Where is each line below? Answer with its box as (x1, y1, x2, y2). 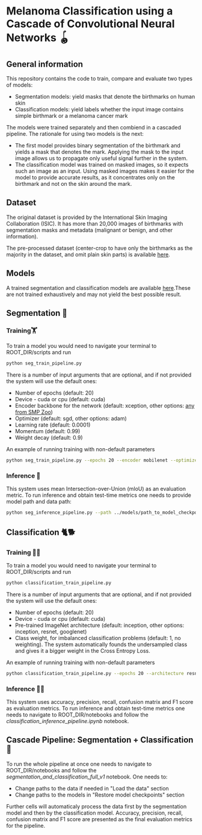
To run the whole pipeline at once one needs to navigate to (6, 760, 152, 768)
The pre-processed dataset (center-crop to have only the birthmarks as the (6, 244, 193, 251)
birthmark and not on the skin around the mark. (14, 180, 132, 187)
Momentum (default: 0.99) (14, 428, 81, 435)
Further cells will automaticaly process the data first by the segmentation (6, 803, 187, 810)
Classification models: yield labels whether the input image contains (14, 106, 184, 112)
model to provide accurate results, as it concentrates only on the (14, 174, 176, 181)
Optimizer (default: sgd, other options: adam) (14, 415, 127, 422)
